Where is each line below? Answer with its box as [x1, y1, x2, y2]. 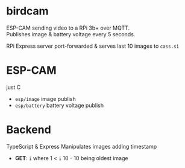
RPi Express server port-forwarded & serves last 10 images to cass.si [6, 42, 180, 50]
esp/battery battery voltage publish [14, 102, 104, 109]
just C [6, 83, 21, 91]
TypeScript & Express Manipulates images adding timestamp [6, 143, 157, 150]
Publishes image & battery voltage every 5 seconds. [6, 30, 136, 37]
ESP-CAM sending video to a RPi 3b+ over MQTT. [6, 24, 130, 31]
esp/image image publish [14, 95, 77, 102]
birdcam [6, 4, 49, 18]
